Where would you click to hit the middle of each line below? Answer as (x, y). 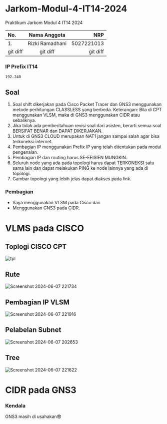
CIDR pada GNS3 (41, 390)
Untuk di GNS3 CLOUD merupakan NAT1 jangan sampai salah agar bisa (86, 136)
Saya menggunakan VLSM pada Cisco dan (56, 203)
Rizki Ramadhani (47, 43)
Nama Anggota (47, 35)
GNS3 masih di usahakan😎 (33, 416)
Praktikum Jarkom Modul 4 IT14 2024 (44, 23)
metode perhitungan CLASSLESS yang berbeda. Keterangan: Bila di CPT (87, 110)
